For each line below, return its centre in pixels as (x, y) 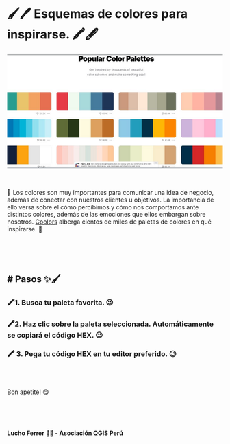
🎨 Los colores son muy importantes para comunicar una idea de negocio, (111, 192)
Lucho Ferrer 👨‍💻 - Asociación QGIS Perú (65, 433)
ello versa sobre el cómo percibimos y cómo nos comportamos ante (103, 207)
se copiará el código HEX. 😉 (55, 335)
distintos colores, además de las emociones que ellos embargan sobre (107, 214)
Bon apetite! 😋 (28, 392)
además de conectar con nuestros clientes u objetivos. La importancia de (111, 200)
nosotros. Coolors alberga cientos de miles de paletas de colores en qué (110, 222)
